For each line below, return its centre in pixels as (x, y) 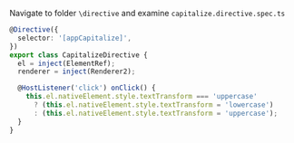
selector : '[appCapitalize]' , (74, 38)
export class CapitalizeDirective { (78, 55)
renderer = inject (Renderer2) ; (77, 71)
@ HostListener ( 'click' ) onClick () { (87, 88)
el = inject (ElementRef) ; (67, 63)
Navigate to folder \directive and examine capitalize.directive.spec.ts (147, 13)
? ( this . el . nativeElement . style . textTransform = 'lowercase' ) (153, 105)
